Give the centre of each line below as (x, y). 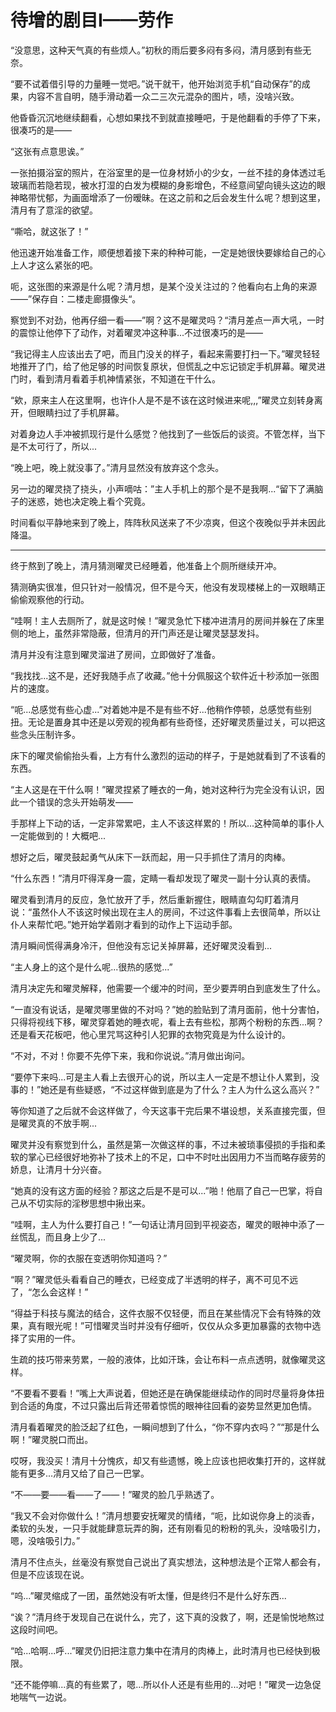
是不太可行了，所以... (54, 446)
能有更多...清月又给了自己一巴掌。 (80, 1473)
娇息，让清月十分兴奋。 (58, 1169)
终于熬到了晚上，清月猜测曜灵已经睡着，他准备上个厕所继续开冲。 (146, 565)
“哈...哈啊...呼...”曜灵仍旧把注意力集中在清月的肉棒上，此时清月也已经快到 (161, 1650)
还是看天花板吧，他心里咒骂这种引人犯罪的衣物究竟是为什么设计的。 (150, 1034)
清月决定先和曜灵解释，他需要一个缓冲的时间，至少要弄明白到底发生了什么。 (168, 988)
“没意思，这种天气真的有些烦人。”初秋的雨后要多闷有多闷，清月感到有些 (156, 50)
